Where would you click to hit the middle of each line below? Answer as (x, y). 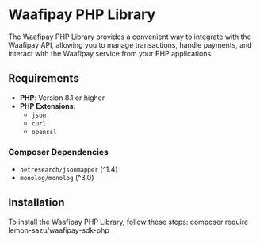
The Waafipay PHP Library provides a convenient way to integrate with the (130, 37)
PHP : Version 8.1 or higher (62, 98)
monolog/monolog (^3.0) (57, 178)
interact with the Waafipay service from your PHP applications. (111, 53)
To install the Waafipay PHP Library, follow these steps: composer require (128, 222)
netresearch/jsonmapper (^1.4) (69, 169)
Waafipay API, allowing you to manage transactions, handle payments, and (130, 44)
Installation (36, 203)
